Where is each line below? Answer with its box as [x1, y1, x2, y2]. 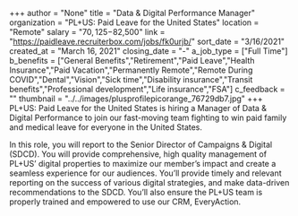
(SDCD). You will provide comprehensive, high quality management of [9, 149, 267, 160]
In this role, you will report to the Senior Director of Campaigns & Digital [9, 139, 273, 150]
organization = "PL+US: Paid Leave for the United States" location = [9, 17, 260, 28]
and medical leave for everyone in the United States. [9, 122, 203, 133]
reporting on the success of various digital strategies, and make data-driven [9, 177, 290, 187]
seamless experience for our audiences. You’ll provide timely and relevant [9, 168, 282, 178]
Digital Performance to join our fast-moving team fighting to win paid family [9, 112, 287, 123]
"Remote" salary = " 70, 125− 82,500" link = [9, 27, 166, 37]
